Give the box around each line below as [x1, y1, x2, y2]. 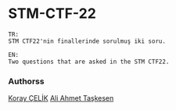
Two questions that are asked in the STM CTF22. [8, 58, 170, 66]
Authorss [8, 76, 45, 87]
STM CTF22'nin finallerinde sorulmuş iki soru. [8, 37, 167, 45]
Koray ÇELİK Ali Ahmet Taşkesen [8, 94, 114, 103]
